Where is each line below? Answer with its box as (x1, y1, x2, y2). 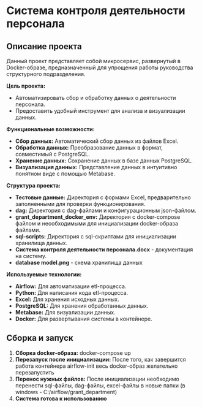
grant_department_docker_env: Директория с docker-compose (15, 213, 181, 221)
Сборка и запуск (6, 333, 73, 343)
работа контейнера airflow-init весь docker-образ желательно (15, 362, 178, 370)
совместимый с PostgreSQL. (15, 151, 90, 158)
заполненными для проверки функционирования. (15, 200, 146, 207)
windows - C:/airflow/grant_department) (15, 388, 118, 395)
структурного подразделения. (6, 70, 86, 77)
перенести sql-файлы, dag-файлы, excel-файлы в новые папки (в (15, 381, 185, 389)
